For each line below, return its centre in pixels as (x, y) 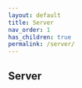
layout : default (34, 15)
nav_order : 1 (29, 30)
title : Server (31, 23)
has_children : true (40, 37)
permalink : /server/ (42, 44)
